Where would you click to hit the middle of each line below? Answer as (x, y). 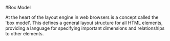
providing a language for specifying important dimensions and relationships (85, 28)
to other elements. (25, 34)
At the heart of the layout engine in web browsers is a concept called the (82, 17)
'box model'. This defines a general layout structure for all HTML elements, (84, 23)
